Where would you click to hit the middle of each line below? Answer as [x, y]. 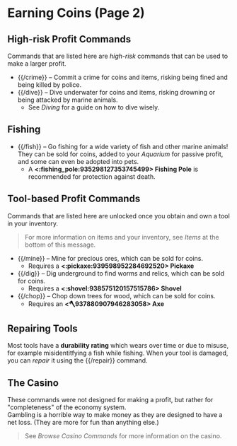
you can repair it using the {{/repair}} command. [77, 360]
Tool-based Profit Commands [74, 199]
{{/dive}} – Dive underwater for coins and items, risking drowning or [116, 92]
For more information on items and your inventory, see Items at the [122, 237]
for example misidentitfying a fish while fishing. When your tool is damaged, [118, 353]
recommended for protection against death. [92, 176]
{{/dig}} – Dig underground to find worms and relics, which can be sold [121, 273]
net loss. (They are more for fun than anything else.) [83, 423]
